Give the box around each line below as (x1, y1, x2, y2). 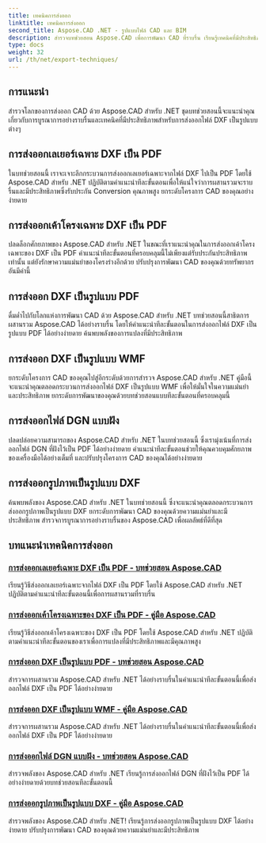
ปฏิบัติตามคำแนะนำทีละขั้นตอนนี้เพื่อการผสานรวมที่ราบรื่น (8, 589, 156, 598)
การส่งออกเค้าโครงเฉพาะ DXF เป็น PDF (8, 218, 168, 232)
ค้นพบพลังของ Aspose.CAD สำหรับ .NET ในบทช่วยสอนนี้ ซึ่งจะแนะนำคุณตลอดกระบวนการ (8, 497, 253, 507)
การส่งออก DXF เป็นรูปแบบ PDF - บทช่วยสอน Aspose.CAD (8, 656, 204, 667)
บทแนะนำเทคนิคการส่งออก (8, 538, 113, 552)
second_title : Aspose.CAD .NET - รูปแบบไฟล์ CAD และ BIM (8, 26, 187, 34)
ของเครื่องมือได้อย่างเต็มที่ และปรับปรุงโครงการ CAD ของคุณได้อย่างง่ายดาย (8, 453, 203, 462)
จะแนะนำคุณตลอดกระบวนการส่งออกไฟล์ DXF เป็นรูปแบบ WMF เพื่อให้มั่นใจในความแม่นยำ (8, 382, 249, 391)
